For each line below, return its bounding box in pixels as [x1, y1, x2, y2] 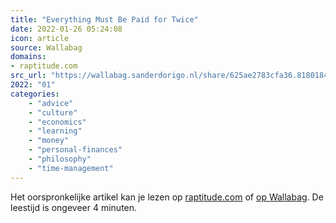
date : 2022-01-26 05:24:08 [10, 24, 123, 34]
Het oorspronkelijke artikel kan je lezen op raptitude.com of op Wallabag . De [10, 191, 324, 203]
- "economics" [28, 117, 87, 127]
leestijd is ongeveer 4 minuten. [10, 201, 138, 213]
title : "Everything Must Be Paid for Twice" [10, 14, 199, 25]
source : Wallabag [10, 42, 83, 53]
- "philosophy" [28, 154, 92, 164]
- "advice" [28, 98, 74, 108]
